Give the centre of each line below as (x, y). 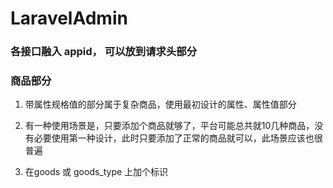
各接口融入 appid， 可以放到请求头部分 (104, 52)
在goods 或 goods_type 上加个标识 (96, 172)
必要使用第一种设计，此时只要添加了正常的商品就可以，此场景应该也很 (178, 138)
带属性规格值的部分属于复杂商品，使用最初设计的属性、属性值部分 (160, 104)
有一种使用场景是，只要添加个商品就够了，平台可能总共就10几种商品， (169, 126)
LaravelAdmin (69, 18)
